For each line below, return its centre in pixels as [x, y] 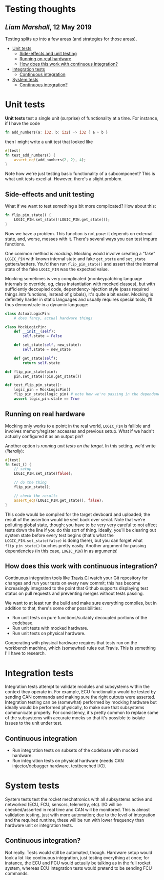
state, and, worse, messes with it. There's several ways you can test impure [81, 239]
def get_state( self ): [36, 358]
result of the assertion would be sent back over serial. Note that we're [75, 519]
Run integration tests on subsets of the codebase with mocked [75, 750]
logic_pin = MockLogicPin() [42, 390]
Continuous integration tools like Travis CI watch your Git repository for [76, 578]
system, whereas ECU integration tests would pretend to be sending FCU [79, 868]
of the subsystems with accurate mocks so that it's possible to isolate [75, 718]
